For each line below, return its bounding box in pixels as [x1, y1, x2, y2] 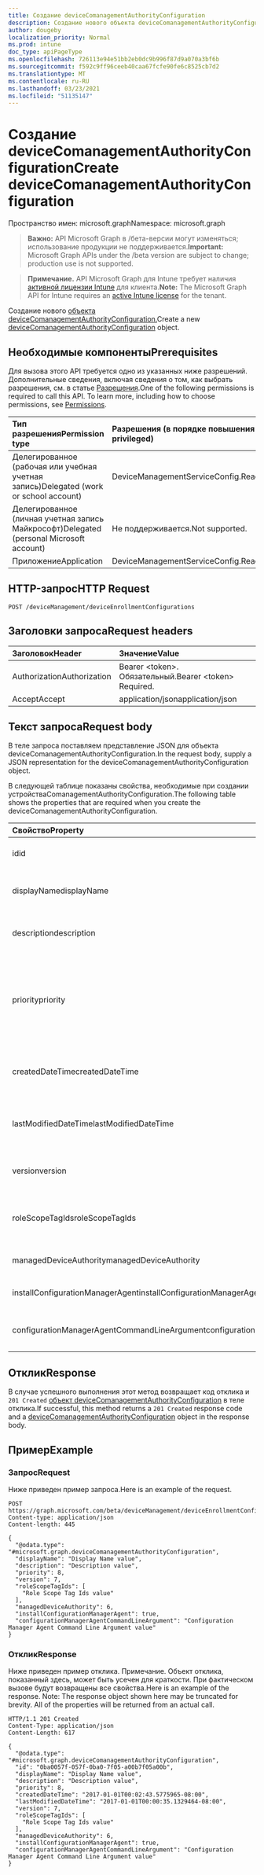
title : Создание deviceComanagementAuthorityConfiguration [8, 11, 206, 20]
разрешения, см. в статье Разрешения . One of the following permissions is [8, 383, 255, 392]
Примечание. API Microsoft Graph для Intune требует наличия [27, 274, 236, 284]
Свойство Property [12, 825, 85, 836]
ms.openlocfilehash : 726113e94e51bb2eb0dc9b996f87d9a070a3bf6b [8, 56, 220, 64]
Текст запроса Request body [8, 720, 153, 733]
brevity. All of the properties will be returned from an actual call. [8, 1700, 214, 1710]
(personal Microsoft [12, 533, 85, 543]
